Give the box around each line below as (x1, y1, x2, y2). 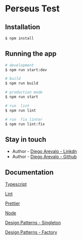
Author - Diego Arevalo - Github (12, 154, 77, 160)
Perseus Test (5, 3, 60, 14)
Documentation (5, 168, 54, 177)
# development (5, 62, 34, 67)
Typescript (5, 181, 27, 187)
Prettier (5, 200, 21, 206)
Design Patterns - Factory (5, 229, 57, 236)
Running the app (5, 50, 56, 58)
